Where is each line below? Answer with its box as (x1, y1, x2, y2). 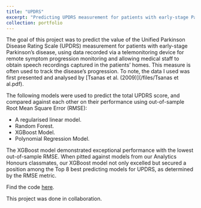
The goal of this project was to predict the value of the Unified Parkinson (6, 36, 185, 44)
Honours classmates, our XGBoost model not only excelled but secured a (6, 159, 187, 167)
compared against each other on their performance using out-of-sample (6, 98, 184, 105)
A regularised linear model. (14, 116, 82, 123)
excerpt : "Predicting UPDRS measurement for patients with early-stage (6, 14, 188, 20)
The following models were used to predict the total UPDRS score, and (6, 92, 180, 99)
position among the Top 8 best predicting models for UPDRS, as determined (6, 166, 193, 173)
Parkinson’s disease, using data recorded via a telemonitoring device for (6, 49, 184, 56)
